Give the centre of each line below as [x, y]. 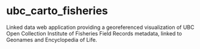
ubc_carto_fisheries [57, 11]
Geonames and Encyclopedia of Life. [52, 40]
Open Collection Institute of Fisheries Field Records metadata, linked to [94, 33]
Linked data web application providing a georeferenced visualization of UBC [100, 27]
